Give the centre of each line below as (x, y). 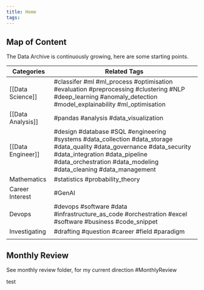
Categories (29, 71)
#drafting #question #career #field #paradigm (119, 232)
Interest (20, 197)
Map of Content (36, 42)
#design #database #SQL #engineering (110, 132)
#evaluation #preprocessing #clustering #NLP (119, 90)
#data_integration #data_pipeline (100, 154)
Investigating (28, 232)
